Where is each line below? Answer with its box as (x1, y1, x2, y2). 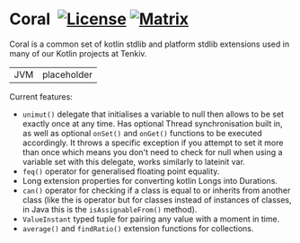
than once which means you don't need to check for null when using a (22, 146, 283, 157)
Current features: (9, 91, 74, 102)
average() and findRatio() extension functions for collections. (22, 222, 254, 233)
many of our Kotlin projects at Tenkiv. (9, 48, 147, 58)
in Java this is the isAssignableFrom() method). (22, 204, 198, 214)
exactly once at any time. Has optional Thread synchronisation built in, (22, 117, 283, 129)
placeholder (41, 68, 93, 81)
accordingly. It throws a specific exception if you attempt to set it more (22, 137, 284, 148)
